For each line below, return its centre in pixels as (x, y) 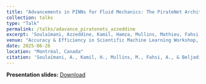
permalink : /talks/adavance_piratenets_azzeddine (71, 29)
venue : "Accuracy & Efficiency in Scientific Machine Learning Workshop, (103, 40)
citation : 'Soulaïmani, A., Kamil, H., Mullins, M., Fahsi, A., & (93, 57)
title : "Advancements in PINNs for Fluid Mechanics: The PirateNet (94, 12)
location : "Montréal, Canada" (45, 52)
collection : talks (30, 18)
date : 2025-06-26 (29, 46)
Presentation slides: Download (46, 74)
